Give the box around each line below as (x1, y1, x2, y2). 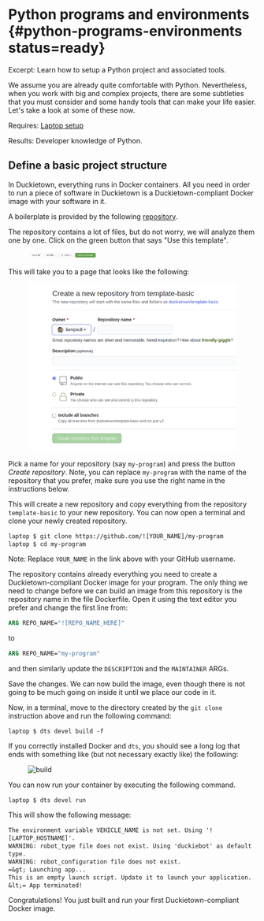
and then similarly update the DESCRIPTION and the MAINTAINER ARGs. (8, 663, 229, 673)
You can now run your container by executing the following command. (8, 780, 236, 789)
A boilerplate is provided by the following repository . (8, 211, 178, 221)
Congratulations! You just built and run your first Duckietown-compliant (8, 895, 240, 904)
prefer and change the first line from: (8, 603, 128, 612)
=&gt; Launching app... (8, 865, 87, 874)
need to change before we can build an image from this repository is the (8, 585, 243, 596)
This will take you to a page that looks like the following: (8, 267, 190, 277)
